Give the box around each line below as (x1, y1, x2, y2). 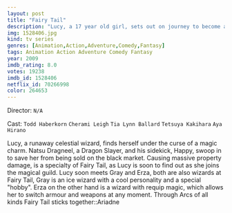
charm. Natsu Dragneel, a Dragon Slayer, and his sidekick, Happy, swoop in (7, 147, 222, 155)
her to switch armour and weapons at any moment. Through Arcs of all (7, 191, 209, 199)
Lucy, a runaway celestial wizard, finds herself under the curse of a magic (7, 139, 217, 147)
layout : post (7, 10, 45, 17)
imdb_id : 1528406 (7, 74, 57, 82)
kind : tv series (7, 36, 54, 43)
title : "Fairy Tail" (7, 17, 67, 24)
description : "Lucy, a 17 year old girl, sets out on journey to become (7, 23, 221, 30)
